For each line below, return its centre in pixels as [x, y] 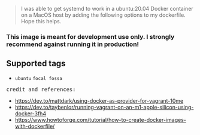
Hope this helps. [41, 21]
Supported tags [36, 64]
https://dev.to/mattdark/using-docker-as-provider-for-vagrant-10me [99, 100]
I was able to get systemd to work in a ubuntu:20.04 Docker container [107, 9]
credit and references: [41, 89]
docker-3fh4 [31, 113]
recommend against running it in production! [73, 44]
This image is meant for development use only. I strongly [90, 36]
